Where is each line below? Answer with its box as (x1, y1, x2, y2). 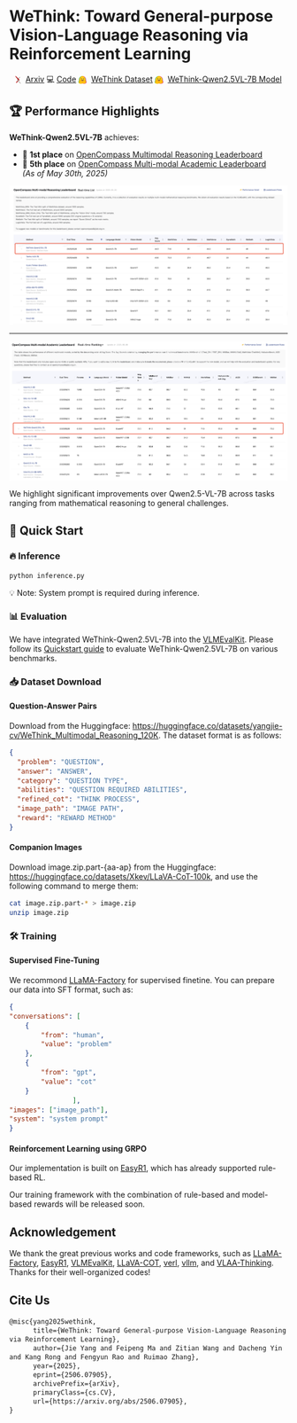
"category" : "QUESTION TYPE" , (17, 776, 128, 786)
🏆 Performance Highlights (9, 104, 160, 119)
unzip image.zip (9, 908, 69, 917)
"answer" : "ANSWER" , (17, 767, 93, 776)
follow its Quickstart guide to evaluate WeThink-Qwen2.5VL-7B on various (9, 643, 278, 653)
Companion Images (9, 842, 82, 853)
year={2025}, (32, 1362, 81, 1371)
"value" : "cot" (41, 1077, 97, 1086)
